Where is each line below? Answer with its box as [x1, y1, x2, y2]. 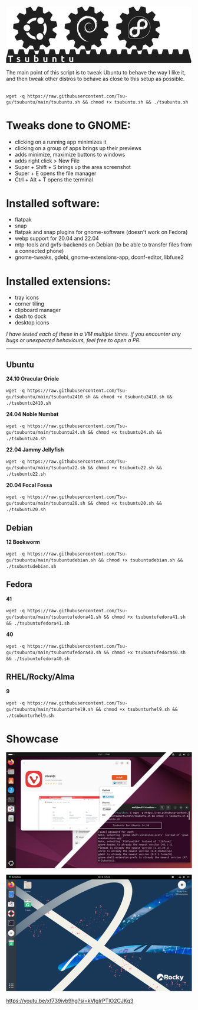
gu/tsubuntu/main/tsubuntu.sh [6, 99, 81, 105]
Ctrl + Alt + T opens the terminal [14, 176, 93, 183]
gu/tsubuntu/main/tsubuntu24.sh [6, 430, 85, 436]
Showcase [6, 732, 59, 745]
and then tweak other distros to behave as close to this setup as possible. [6, 75, 185, 82]
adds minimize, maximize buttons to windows [14, 151, 126, 158]
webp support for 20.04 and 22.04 [14, 235, 99, 242]
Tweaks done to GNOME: [6, 119, 131, 132]
